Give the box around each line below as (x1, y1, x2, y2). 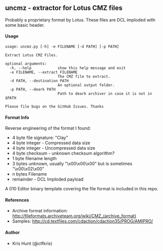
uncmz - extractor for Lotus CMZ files (5, 4, 123, 12)
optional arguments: (5, 61, 47, 67)
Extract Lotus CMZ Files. (5, 53, 58, 58)
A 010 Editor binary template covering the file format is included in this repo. (5, 186, 159, 192)
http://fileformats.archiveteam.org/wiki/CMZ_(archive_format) (12, 213, 137, 219)
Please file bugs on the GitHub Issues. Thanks (5, 104, 104, 109)
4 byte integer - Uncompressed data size (12, 145, 95, 151)
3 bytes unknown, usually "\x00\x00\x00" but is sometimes (12, 161, 133, 167)
